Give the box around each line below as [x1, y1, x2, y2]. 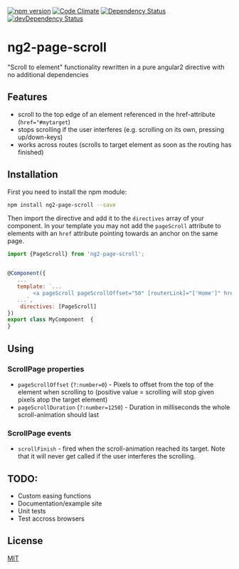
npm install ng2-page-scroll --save [7, 201, 116, 208]
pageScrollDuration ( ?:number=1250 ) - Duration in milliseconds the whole [17, 403, 230, 411]
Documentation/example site [17, 499, 102, 508]
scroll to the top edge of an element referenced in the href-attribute [17, 110, 216, 118]
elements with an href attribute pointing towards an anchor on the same [7, 229, 218, 238]
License [7, 535, 43, 547]
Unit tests [17, 506, 46, 515]
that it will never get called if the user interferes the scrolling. [17, 452, 196, 461]
